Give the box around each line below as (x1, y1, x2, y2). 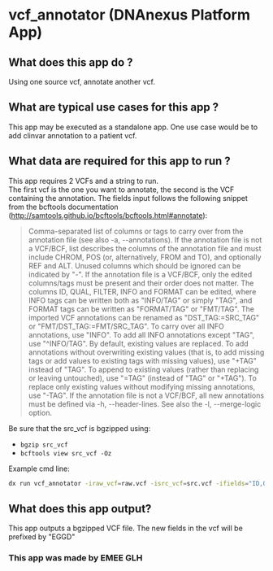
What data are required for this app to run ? (8, 155, 232, 168)
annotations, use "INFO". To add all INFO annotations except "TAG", (28, 329, 255, 339)
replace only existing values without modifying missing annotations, (28, 381, 256, 391)
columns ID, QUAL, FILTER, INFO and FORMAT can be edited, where (28, 286, 257, 296)
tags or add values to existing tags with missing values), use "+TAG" (28, 355, 258, 365)
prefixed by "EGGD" (8, 532, 76, 542)
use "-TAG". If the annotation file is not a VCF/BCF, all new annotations (28, 390, 265, 400)
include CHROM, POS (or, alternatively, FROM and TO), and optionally (28, 252, 262, 262)
